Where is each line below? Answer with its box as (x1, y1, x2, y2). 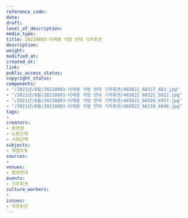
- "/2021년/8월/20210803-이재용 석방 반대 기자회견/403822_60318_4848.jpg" (6, 103, 183, 109)
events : (6, 176, 26, 182)
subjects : (6, 142, 31, 148)
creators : (6, 120, 31, 126)
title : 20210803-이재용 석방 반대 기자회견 (6, 36, 103, 42)
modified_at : (6, 53, 39, 59)
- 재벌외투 (6, 148, 29, 153)
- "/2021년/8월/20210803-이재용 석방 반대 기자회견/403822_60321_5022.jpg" (6, 92, 183, 98)
